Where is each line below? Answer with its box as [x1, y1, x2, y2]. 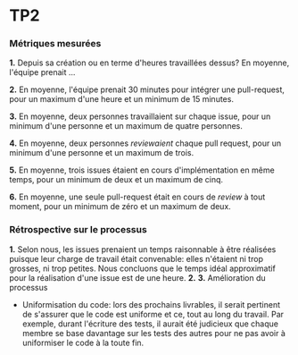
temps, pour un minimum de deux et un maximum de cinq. [9, 174, 224, 185]
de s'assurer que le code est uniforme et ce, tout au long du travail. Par [21, 309, 284, 319]
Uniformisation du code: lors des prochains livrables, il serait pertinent [21, 299, 281, 309]
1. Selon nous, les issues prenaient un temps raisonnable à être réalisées [9, 243, 277, 255]
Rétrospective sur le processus [9, 224, 147, 236]
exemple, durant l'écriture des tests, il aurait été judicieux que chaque [21, 318, 279, 329]
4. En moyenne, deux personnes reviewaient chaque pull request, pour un [9, 138, 282, 148]
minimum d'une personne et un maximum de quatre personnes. [9, 121, 243, 131]
